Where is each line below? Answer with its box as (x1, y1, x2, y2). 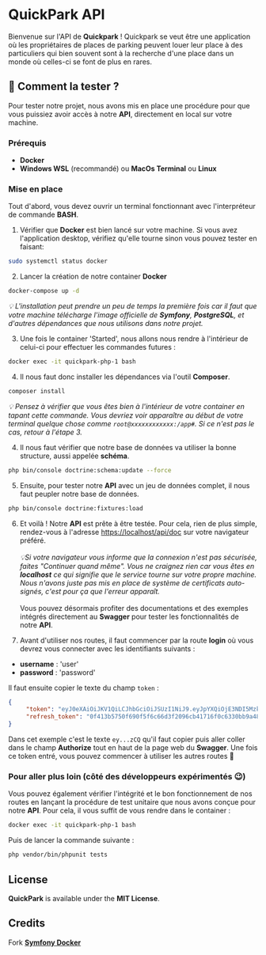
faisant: (19, 242, 45, 252)
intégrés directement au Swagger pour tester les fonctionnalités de (19, 612, 239, 621)
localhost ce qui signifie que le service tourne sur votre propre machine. (19, 570, 257, 579)
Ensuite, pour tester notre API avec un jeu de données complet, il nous (19, 480, 250, 490)
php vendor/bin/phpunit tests (8, 851, 108, 859)
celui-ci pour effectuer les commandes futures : (19, 343, 177, 352)
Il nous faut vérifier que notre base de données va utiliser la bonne (19, 442, 237, 452)
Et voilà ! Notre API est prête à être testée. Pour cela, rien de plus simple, (19, 518, 257, 528)
